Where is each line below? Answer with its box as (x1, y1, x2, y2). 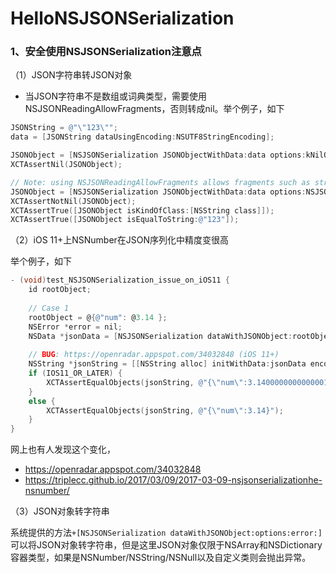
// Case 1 (28, 303, 70, 313)
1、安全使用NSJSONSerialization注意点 (10, 45, 202, 59)
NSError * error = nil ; (28, 322, 123, 332)
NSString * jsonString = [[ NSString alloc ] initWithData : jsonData (28, 359, 307, 369)
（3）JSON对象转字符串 (10, 505, 110, 517)
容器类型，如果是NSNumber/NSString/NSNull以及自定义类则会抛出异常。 (10, 552, 312, 564)
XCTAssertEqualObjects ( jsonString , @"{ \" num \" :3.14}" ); (46, 405, 284, 416)
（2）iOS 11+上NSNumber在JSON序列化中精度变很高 (10, 234, 230, 246)
